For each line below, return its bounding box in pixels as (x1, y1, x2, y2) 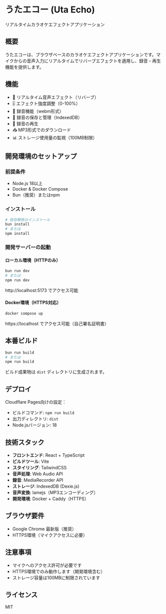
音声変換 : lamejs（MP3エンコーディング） (12, 489, 98, 495)
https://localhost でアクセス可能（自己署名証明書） (5, 320, 109, 326)
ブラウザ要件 (5, 512, 45, 520)
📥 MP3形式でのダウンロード (12, 127, 71, 133)
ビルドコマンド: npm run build (12, 409, 74, 415)
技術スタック (5, 438, 45, 446)
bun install (5, 222, 30, 227)
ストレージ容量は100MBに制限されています (12, 575, 101, 581)
